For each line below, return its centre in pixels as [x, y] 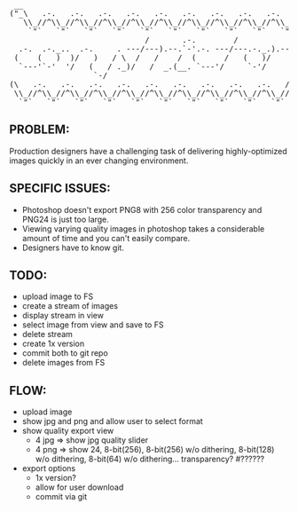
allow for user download [79, 487]
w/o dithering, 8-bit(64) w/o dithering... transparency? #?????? [149, 459]
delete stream [47, 334]
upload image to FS [58, 296]
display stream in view [63, 316]
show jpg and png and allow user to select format [113, 421]
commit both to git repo [65, 353]
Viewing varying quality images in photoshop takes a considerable [143, 228]
